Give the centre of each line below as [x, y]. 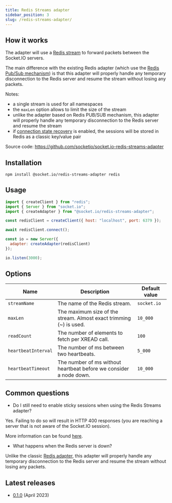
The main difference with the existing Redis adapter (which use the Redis [82, 68]
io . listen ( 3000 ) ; [24, 258]
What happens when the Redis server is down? [62, 446]
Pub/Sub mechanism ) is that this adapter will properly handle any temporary [86, 73]
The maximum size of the [88, 312]
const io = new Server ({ [32, 239]
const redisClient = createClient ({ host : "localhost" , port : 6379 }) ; [83, 221]
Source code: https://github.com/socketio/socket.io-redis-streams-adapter [84, 147]
